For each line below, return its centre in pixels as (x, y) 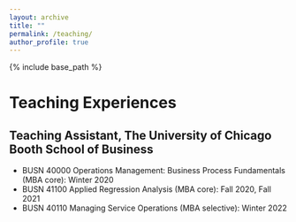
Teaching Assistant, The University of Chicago (140, 135)
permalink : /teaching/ (51, 34)
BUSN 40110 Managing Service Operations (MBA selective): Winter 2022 (154, 208)
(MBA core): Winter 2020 (68, 180)
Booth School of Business (81, 149)
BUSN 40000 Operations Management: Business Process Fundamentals (153, 171)
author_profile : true (49, 42)
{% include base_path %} (56, 67)
